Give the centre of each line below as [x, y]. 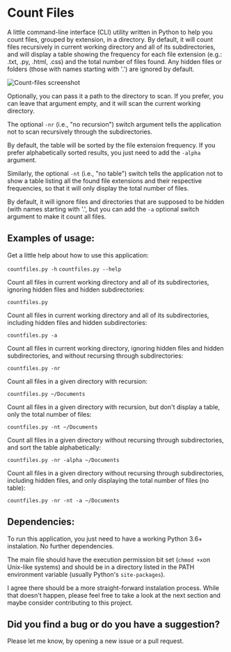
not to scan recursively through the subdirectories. [80, 132]
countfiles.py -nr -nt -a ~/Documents [63, 500]
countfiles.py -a [32, 335]
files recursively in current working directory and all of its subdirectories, [111, 47]
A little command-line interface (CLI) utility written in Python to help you [110, 32]
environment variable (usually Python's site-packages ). [86, 574]
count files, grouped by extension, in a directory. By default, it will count [110, 39]
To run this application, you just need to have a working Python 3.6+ [105, 539]
